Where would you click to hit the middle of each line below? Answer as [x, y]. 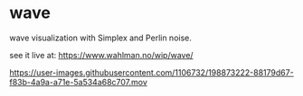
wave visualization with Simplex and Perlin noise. [101, 38]
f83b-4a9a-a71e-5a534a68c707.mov [78, 82]
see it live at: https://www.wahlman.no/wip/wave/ [101, 55]
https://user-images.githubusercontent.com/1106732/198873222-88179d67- [151, 72]
